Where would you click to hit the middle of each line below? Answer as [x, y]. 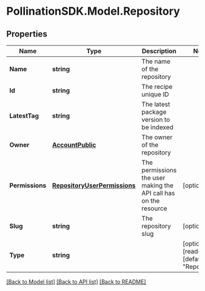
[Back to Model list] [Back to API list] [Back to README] [76, 282]
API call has [158, 193]
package [154, 112]
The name [156, 61]
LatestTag [24, 116]
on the [150, 201]
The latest [156, 104]
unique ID [155, 94]
